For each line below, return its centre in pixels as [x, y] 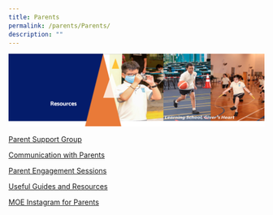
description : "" [36, 34]
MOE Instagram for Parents [54, 202]
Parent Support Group [45, 140]
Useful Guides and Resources [58, 187]
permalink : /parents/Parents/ [60, 26]
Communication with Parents [57, 155]
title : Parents [34, 17]
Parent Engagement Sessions [58, 171]
